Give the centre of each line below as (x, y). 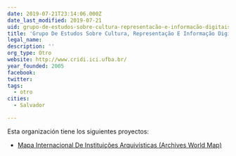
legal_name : (25, 40)
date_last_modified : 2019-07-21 (54, 20)
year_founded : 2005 (36, 66)
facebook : (22, 72)
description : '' (31, 46)
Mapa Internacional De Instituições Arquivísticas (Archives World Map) (120, 145)
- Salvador (29, 105)
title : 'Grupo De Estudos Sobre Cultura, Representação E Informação (111, 33)
